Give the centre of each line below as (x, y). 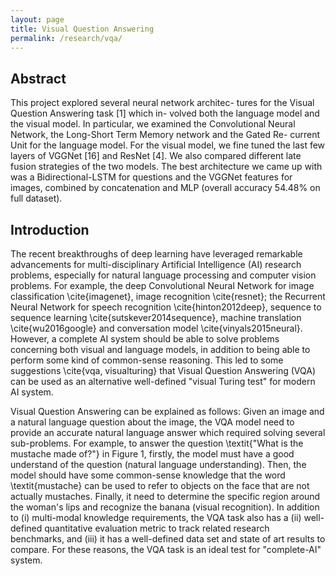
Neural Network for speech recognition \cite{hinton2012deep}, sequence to (166, 307)
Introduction (50, 229)
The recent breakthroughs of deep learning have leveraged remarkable (156, 254)
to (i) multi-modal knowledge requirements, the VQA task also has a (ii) (156, 517)
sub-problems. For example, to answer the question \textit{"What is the (157, 443)
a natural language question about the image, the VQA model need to (152, 422)
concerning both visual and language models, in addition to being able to (160, 349)
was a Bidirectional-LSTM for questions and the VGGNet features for (151, 177)
